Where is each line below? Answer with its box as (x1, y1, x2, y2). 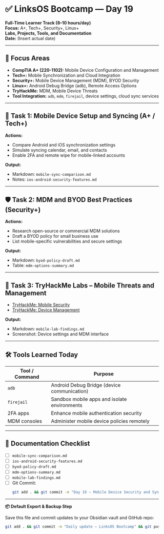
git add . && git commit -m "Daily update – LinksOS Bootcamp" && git (5, 524, 152, 529)
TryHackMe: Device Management (12, 307, 80, 313)
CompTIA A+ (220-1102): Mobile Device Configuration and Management (12, 67, 159, 73)
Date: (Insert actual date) (5, 35, 56, 41)
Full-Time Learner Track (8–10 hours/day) (5, 20, 91, 25)
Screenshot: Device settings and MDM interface (12, 331, 109, 337)
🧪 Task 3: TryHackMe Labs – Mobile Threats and (5, 281, 155, 289)
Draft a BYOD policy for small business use (12, 233, 99, 239)
